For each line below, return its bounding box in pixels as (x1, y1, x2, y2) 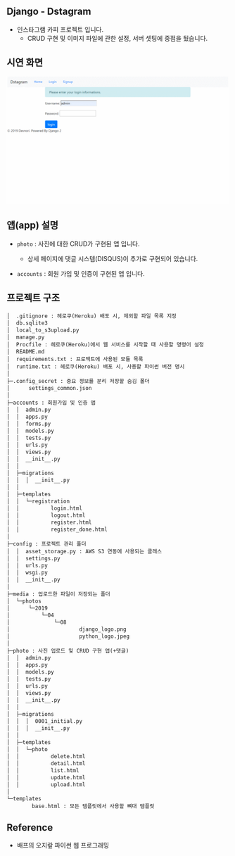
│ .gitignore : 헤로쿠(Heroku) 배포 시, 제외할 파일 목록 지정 (6, 313, 177, 320)
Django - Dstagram (6, 6, 91, 18)
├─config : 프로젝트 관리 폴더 (6, 540, 87, 548)
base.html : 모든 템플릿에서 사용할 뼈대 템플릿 (32, 802, 155, 810)
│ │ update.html (6, 774, 86, 781)
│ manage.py (6, 334, 45, 341)
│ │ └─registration (6, 498, 70, 505)
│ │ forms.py (6, 420, 51, 427)
